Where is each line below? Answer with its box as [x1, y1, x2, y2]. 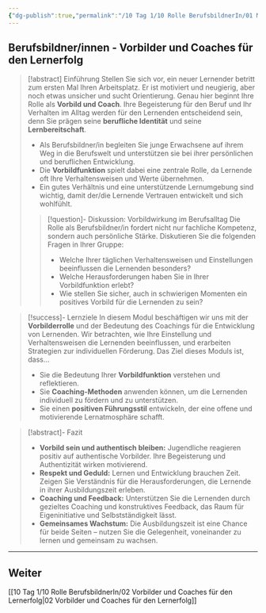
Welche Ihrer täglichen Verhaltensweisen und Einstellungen [59, 255, 253, 265]
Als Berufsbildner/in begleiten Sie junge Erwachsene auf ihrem [39, 140, 244, 150]
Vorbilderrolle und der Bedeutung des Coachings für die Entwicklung [27, 321, 255, 331]
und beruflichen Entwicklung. [39, 157, 136, 167]
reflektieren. [39, 378, 79, 389]
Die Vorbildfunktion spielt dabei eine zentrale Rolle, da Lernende [39, 166, 253, 175]
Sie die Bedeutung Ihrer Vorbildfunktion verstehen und [39, 370, 221, 380]
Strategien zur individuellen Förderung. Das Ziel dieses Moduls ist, [27, 347, 244, 356]
